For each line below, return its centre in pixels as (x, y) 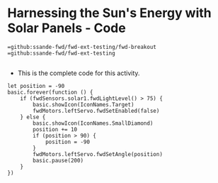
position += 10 (55, 130)
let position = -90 (36, 87)
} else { (33, 117)
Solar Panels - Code (67, 28)
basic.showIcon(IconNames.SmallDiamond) (93, 123)
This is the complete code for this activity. (79, 73)
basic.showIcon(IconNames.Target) (84, 105)
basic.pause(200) (58, 161)
